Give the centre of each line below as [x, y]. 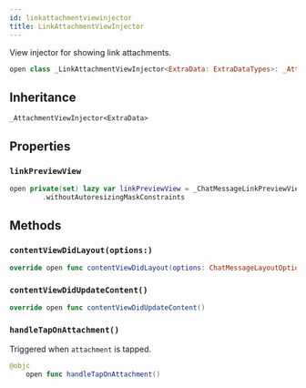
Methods [36, 225]
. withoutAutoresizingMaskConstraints [113, 197]
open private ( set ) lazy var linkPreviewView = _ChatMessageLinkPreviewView [156, 189]
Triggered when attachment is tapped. [81, 349]
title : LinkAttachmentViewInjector [77, 26]
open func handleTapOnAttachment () [93, 374]
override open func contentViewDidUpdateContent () [107, 308]
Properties [40, 146]
